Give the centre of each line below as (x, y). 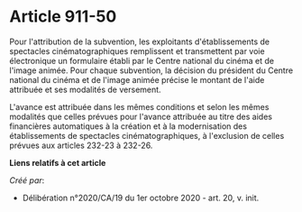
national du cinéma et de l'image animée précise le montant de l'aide (137, 79)
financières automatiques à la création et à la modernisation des (128, 126)
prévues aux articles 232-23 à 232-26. (81, 145)
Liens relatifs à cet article (58, 162)
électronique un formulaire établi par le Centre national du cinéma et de (142, 60)
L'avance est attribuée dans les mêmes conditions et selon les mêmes (139, 106)
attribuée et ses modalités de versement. (85, 89)
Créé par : (27, 180)
